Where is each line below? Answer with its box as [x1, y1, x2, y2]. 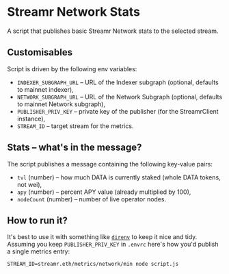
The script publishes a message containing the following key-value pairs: [7, 160, 213, 168]
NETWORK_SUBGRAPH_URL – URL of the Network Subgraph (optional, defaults [16, 92, 223, 101]
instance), [16, 114, 46, 123]
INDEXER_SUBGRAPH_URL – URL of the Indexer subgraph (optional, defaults [16, 78, 219, 86]
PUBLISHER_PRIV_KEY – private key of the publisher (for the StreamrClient [16, 107, 219, 115]
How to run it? [7, 214, 68, 226]
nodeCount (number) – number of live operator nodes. [16, 195, 166, 203]
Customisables [7, 47, 73, 58]
